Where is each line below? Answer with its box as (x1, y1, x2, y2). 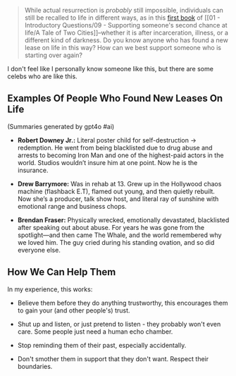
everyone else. (17, 245, 61, 254)
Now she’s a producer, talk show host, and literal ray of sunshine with (17, 194, 219, 203)
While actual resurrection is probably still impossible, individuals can (24, 6, 224, 14)
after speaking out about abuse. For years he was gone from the (17, 223, 205, 231)
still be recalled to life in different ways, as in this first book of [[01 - (24, 13, 221, 22)
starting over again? (24, 51, 83, 59)
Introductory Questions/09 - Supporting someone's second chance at (24, 21, 228, 29)
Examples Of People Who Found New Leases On (7, 92, 223, 104)
